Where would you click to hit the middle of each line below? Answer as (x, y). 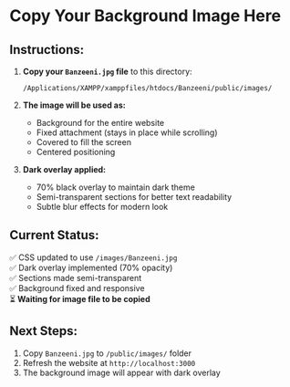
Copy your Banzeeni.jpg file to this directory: (108, 71)
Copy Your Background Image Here (145, 16)
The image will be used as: (74, 105)
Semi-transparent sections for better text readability (134, 197)
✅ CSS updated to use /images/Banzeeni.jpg (93, 257)
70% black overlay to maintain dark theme (116, 187)
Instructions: (47, 50)
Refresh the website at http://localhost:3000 (109, 362)
